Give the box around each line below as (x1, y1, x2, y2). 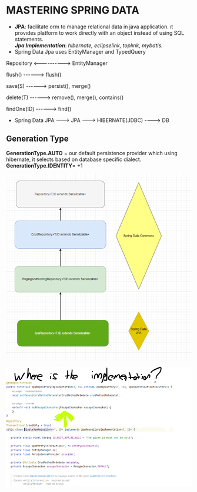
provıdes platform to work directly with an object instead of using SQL (14, 29, 185, 36)
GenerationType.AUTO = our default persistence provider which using (6, 149, 178, 156)
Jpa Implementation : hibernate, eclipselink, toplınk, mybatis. (14, 42, 163, 49)
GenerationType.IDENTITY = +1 (6, 162, 83, 169)
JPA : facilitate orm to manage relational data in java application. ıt (14, 23, 173, 30)
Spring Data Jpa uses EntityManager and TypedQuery (14, 48, 146, 55)
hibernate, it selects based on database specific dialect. (6, 156, 142, 163)
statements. (14, 35, 44, 42)
